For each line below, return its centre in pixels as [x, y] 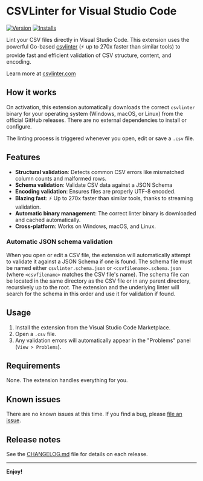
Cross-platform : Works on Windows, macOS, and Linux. [85, 226]
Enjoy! [14, 472]
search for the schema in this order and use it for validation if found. [91, 294]
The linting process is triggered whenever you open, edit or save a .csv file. [100, 138]
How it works [31, 92]
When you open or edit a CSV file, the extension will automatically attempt [98, 255]
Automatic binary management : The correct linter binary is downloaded [105, 213]
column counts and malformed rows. [61, 178]
